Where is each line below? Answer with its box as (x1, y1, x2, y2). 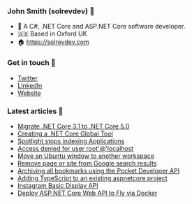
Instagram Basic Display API (17, 181, 99, 189)
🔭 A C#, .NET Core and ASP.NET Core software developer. (17, 22, 186, 31)
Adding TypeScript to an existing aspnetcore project (17, 174, 168, 182)
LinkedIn (17, 81, 43, 89)
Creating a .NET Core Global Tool (17, 129, 113, 138)
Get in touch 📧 (7, 58, 56, 68)
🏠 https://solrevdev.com (17, 38, 89, 46)
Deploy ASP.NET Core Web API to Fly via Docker (17, 189, 158, 197)
